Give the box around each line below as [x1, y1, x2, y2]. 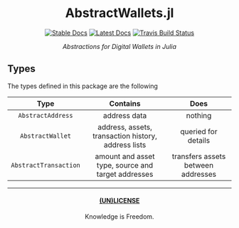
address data [102, 110, 147, 120]
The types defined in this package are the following [7, 82, 159, 90]
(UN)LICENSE [99, 197, 140, 205]
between [184, 160, 214, 170]
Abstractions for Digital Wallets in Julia [63, 42, 176, 50]
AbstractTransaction [11, 161, 80, 169]
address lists [103, 140, 147, 150]
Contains [109, 98, 141, 108]
